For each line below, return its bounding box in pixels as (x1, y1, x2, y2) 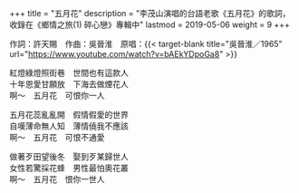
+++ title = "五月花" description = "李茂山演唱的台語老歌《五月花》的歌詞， (9, 8, 291, 18)
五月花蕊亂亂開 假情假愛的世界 (9, 110, 129, 120)
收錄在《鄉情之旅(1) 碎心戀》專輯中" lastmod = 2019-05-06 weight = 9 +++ (9, 19, 290, 30)
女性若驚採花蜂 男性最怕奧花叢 (9, 162, 129, 173)
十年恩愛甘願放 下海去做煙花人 (9, 79, 129, 89)
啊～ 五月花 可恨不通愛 (9, 132, 105, 142)
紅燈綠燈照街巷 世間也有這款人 (9, 67, 129, 78)
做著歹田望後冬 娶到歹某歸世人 (9, 151, 129, 161)
